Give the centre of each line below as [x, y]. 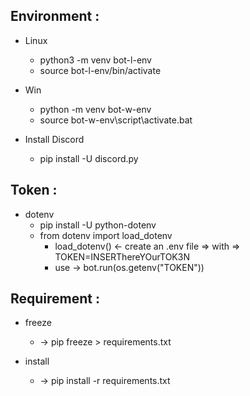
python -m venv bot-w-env [95, 109]
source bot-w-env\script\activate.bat [116, 120]
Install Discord [54, 139]
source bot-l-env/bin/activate [100, 70]
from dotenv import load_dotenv [106, 235]
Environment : [55, 16]
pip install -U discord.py [89, 158]
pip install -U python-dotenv [98, 225]
